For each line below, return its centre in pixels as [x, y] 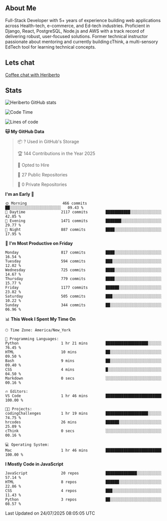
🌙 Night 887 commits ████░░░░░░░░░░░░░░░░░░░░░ [83, 230]
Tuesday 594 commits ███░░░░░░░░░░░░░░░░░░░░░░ [83, 262]
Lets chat [20, 63]
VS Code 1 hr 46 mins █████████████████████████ [83, 396]
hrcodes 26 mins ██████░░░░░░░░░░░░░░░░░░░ [83, 422]
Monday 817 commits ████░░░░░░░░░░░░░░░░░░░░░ [83, 252]
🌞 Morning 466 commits [46, 203]
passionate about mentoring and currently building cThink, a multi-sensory [82, 42]
